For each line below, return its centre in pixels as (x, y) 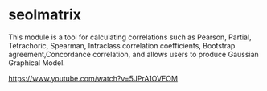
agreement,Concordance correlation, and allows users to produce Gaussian (133, 54)
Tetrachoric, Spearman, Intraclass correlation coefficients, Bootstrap (122, 45)
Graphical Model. (37, 63)
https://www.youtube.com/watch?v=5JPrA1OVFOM (93, 78)
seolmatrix (45, 15)
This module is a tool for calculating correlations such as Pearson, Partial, (130, 37)
